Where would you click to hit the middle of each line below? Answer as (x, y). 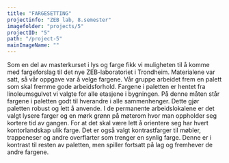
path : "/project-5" (35, 39)
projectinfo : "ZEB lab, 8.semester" (59, 20)
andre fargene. (28, 152)
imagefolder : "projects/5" (45, 26)
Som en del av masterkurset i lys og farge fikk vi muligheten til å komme (108, 65)
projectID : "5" (29, 33)
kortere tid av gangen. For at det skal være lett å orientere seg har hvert (108, 123)
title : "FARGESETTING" (39, 13)
